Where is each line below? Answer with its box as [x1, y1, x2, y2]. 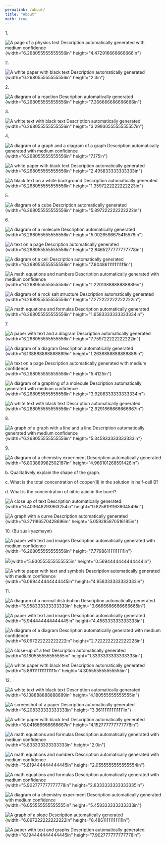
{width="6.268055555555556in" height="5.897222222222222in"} [5, 208, 142, 213]
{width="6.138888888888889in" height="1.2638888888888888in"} [5, 351, 144, 357]
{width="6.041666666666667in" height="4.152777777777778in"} [5, 722, 139, 728]
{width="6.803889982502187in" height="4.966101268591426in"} [5, 460, 140, 466]
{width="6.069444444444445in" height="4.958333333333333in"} [5, 579, 145, 584]
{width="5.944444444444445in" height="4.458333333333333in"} [5, 618, 145, 624]
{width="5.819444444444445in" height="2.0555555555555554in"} [5, 762, 145, 768]
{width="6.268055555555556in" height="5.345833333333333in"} [5, 435, 142, 441]
